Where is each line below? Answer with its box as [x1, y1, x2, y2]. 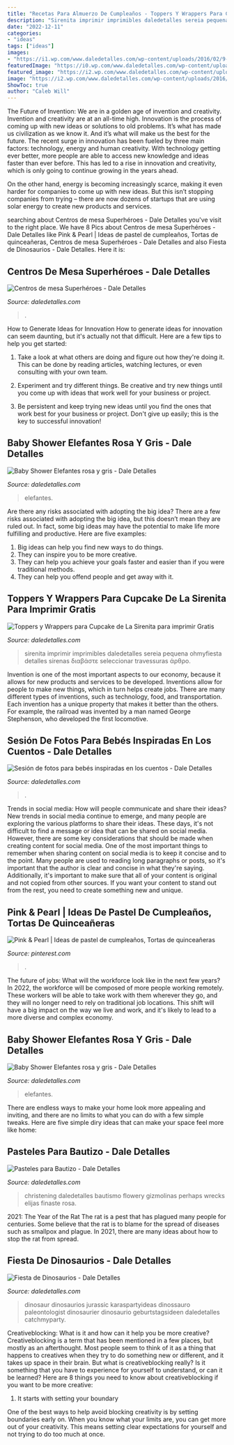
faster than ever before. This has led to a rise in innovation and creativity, [7, 159, 217, 167]
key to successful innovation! [17, 416, 102, 425]
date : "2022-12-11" [7, 23, 64, 30]
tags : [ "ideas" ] [7, 43, 54, 50]
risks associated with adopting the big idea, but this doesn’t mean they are [7, 514, 221, 523]
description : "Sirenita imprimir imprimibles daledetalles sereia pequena [7, 17, 229, 24]
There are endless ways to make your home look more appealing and [7, 1103, 206, 1112]
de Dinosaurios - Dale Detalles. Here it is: [7, 245, 125, 254]
